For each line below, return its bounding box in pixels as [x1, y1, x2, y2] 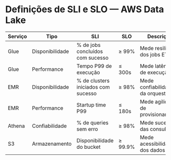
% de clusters [76, 77, 110, 84]
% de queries [76, 119, 108, 126]
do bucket [76, 143, 101, 150]
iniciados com [76, 83, 110, 90]
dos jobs [139, 51, 160, 58]
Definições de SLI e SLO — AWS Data [5, 4, 164, 15]
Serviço [8, 33, 27, 40]
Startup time [76, 101, 106, 108]
